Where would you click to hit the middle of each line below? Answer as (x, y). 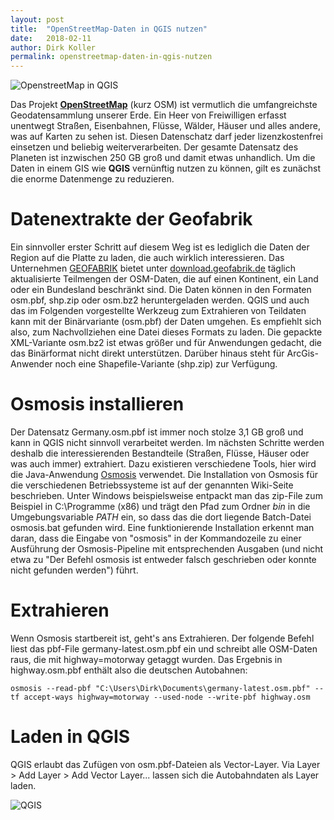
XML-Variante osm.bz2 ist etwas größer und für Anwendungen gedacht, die (166, 343)
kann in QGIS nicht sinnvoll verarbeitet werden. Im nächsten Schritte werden (167, 442)
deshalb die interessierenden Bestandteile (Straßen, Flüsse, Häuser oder (160, 453)
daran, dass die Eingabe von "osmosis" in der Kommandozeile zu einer (156, 538)
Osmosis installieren (97, 404)
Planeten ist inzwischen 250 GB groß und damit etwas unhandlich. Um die (163, 158)
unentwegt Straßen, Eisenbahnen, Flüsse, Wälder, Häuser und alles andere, (165, 126)
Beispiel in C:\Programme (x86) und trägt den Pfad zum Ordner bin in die (160, 506)
